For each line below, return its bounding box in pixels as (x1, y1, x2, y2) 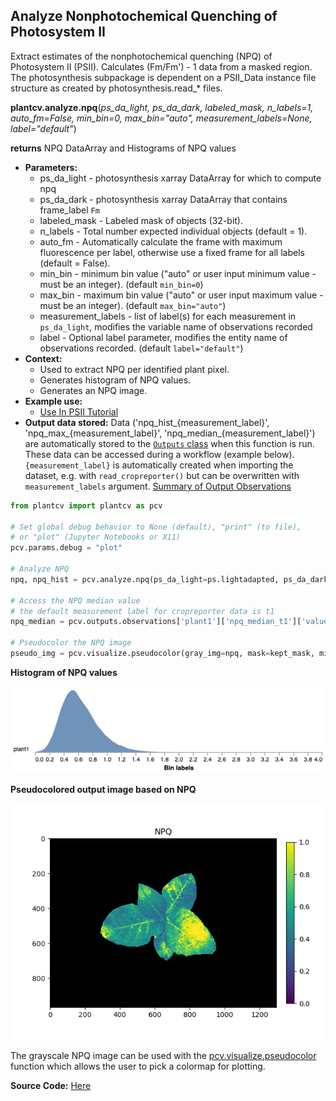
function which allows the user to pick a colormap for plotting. (10, 1060, 266, 1073)
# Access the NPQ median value (10, 595, 141, 606)
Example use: (24, 395, 83, 407)
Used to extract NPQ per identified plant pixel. (39, 363, 230, 375)
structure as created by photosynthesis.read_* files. (10, 82, 223, 94)
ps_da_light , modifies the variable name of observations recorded (39, 320, 313, 333)
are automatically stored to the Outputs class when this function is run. (24, 437, 315, 449)
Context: (24, 352, 63, 364)
